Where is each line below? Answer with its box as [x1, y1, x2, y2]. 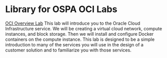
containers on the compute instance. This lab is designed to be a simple [5, 36, 155, 42]
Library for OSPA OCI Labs [5, 4, 118, 15]
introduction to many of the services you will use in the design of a [5, 41, 144, 47]
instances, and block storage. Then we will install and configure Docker [5, 31, 154, 37]
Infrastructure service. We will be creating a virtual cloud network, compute [5, 25, 162, 31]
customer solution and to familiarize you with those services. [5, 47, 132, 53]
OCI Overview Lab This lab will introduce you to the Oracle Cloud [5, 20, 140, 26]
